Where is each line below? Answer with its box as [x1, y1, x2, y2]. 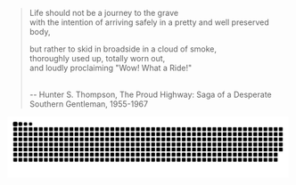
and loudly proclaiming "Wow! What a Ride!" [29, 62, 193, 73]
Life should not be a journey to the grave [29, 8, 179, 18]
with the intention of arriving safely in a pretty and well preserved [29, 17, 269, 28]
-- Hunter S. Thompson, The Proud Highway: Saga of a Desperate [29, 89, 272, 100]
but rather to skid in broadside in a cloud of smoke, [29, 44, 217, 54]
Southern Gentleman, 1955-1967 [29, 99, 148, 109]
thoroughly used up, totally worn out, [29, 53, 166, 63]
